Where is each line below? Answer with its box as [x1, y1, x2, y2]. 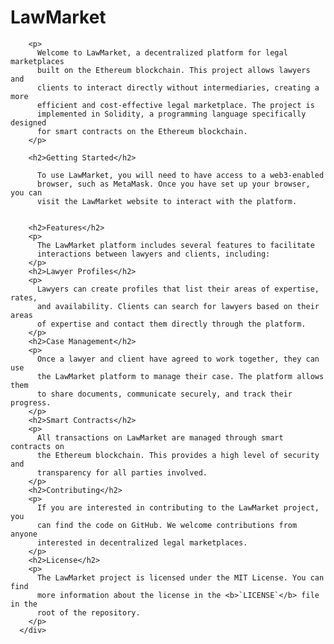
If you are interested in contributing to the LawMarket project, [36, 502, 320, 513]
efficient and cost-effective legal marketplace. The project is [36, 100, 315, 110]
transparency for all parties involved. [36, 467, 208, 478]
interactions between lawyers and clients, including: [36, 249, 271, 259]
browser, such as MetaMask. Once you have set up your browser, [36, 179, 311, 189]
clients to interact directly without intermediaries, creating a [36, 82, 320, 93]
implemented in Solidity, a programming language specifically [36, 109, 307, 119]
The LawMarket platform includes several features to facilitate [36, 240, 315, 250]
